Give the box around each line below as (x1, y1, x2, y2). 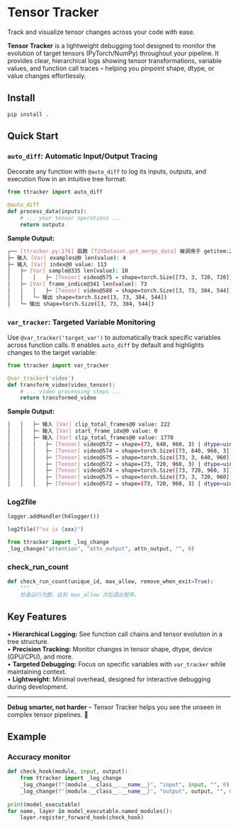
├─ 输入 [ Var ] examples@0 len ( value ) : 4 (7, 254, 126, 261)
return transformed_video (20, 395, 97, 402)
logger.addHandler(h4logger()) (7, 513, 100, 521)
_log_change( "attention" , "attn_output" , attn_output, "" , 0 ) (7, 545, 195, 552)
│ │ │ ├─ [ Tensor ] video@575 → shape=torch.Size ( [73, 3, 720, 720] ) (7, 274, 233, 281)
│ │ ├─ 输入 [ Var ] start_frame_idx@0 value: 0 (7, 428, 158, 435)
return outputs (20, 221, 65, 228)
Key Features (7, 611, 67, 623)
